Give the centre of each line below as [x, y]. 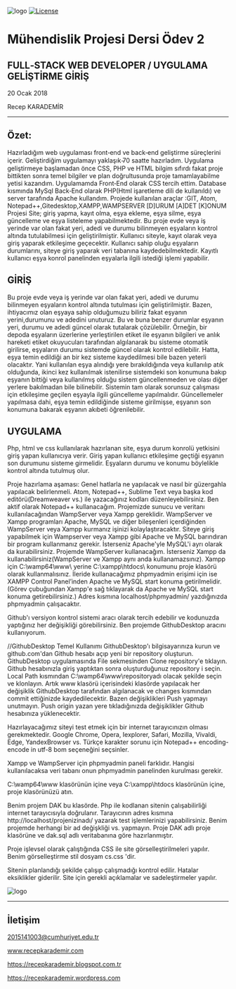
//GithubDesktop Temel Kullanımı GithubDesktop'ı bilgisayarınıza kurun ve [114, 646]
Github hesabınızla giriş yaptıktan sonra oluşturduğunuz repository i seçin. [115, 669]
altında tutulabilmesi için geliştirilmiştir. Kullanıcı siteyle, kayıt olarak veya [112, 235]
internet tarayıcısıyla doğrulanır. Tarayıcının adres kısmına [90, 813]
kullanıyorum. [27, 633]
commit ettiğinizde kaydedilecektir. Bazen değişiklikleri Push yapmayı [107, 699]
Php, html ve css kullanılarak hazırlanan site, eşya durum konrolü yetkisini [113, 448]
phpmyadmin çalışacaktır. [44, 604]
